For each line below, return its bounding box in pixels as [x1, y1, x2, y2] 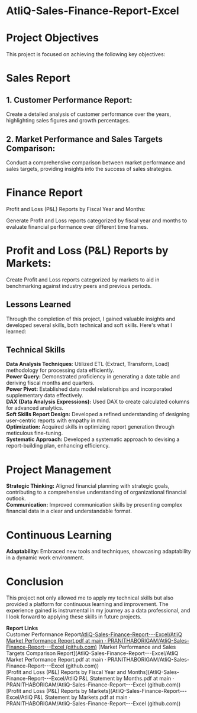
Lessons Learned [6, 300, 71, 310]
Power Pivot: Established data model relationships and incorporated [6, 385, 173, 393]
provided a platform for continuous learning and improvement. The [6, 601, 169, 608]
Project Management [6, 463, 111, 477]
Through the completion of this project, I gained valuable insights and [6, 315, 176, 322]
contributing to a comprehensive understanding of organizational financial [6, 489, 187, 496]
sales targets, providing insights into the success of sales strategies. [6, 165, 173, 172]
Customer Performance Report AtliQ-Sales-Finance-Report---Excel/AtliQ [6, 631, 182, 638]
